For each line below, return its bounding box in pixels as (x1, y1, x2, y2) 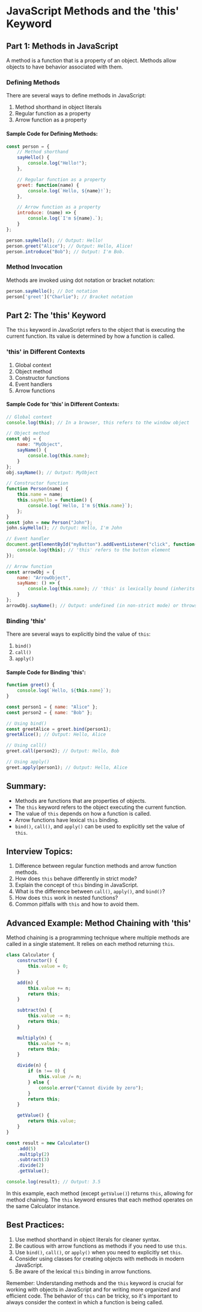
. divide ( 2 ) (17, 1162, 44, 1168)
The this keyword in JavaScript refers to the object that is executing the (6, 326, 185, 334)
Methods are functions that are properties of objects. (14, 797, 147, 804)
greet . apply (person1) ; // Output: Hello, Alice (6, 764, 128, 770)
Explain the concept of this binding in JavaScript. (14, 882, 139, 889)
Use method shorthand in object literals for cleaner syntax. (14, 1236, 161, 1243)
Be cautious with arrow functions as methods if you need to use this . (14, 1242, 188, 1249)
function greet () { (6, 682, 55, 688)
